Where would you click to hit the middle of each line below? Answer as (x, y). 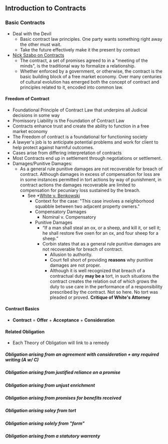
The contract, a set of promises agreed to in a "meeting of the (84, 60)
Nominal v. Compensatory (69, 217)
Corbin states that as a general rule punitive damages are (102, 243)
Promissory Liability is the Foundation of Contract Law (68, 120)
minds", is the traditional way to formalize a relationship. (78, 66)
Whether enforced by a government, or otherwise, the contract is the (91, 71)
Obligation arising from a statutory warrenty (53, 436)
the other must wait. (41, 44)
